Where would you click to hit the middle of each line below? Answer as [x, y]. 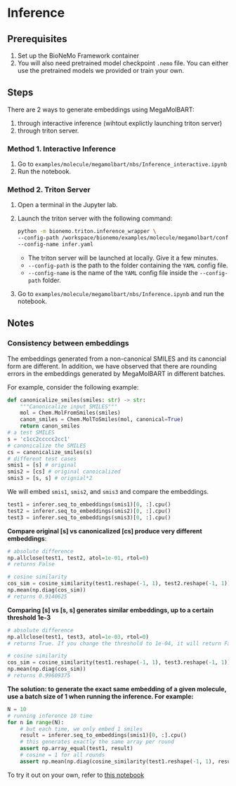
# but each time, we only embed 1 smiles [81, 729]
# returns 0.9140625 [38, 597]
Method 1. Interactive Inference [62, 149]
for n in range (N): [36, 722]
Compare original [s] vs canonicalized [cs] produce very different [105, 531]
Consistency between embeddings [68, 343]
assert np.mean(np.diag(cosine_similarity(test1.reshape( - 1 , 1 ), [118, 761]
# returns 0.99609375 [39, 676]
